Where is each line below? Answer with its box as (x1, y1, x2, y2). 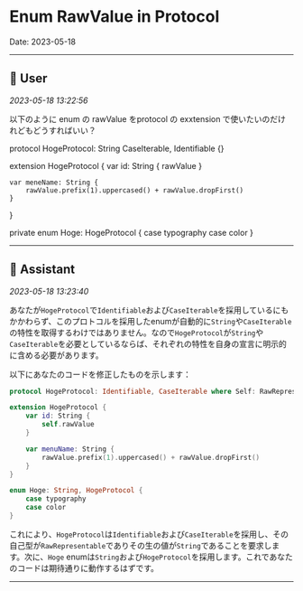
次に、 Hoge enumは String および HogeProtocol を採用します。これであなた (23, 551, 293, 562)
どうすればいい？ (32, 125, 96, 136)
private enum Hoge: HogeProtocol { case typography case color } (9, 227, 254, 238)
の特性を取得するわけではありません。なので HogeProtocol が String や (9, 327, 264, 338)
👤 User (9, 70, 48, 87)
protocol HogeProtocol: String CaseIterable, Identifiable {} (9, 143, 225, 154)
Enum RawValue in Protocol (9, 6, 220, 27)
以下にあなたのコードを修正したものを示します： (9, 369, 191, 380)
